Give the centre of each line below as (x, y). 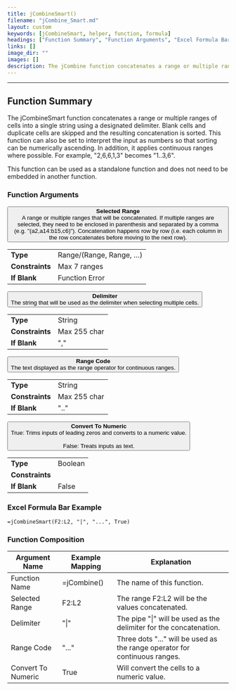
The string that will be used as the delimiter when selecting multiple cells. (105, 302)
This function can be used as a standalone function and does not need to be (118, 169)
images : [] (23, 60)
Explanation (171, 562)
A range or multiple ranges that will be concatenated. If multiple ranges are (118, 218)
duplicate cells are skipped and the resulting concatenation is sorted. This (114, 133)
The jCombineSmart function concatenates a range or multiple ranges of (112, 118)
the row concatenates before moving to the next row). (118, 237)
